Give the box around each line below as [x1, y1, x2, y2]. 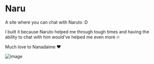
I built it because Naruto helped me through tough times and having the [5, 29, 150, 34]
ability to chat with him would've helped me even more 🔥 [5, 34, 120, 40]
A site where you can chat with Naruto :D [5, 19, 88, 25]
